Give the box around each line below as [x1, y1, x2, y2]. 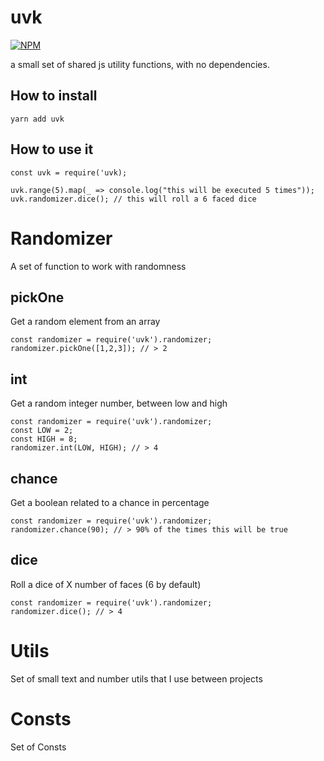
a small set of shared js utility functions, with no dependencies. [10, 58, 270, 70]
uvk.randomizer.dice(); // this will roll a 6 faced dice [10, 194, 257, 204]
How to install [10, 87, 98, 105]
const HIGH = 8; [10, 434, 78, 445]
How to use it [10, 141, 94, 158]
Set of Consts [10, 741, 67, 753]
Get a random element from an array [10, 316, 161, 328]
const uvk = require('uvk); [10, 167, 128, 178]
